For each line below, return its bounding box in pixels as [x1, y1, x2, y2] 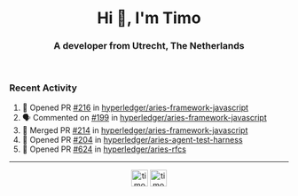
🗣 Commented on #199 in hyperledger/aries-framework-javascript [21, 112, 268, 122]
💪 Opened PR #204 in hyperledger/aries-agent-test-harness [21, 134, 243, 145]
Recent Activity [9, 82, 78, 94]
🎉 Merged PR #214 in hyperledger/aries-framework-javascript [21, 124, 248, 136]
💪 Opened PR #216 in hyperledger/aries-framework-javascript [21, 102, 249, 113]
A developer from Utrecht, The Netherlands [53, 40, 245, 52]
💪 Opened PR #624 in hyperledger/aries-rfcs [21, 144, 186, 154]
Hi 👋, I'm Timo [97, 8, 201, 28]
